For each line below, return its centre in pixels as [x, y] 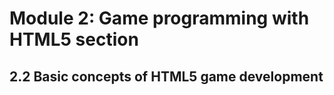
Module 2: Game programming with [159, 18]
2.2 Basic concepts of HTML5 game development [166, 76]
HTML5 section [74, 39]
